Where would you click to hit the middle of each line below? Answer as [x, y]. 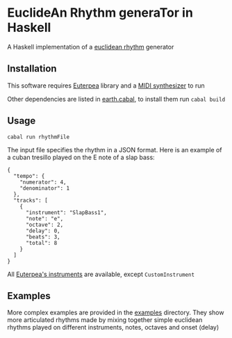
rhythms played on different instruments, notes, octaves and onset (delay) [113, 328]
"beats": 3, [43, 237]
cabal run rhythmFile [39, 137]
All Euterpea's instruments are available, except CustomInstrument [101, 274]
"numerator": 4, [43, 182]
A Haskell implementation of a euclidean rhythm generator [91, 47]
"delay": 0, [43, 231]
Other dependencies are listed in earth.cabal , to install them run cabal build [116, 99]
